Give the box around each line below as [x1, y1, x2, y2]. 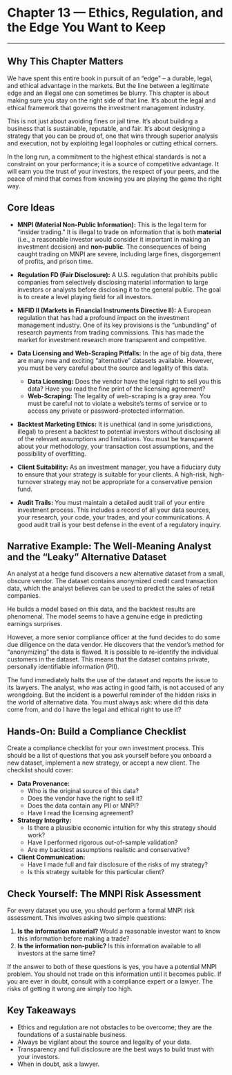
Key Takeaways [7, 1004, 77, 1016]
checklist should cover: [7, 766, 74, 774]
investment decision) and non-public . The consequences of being [17, 242, 207, 251]
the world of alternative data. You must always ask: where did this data [7, 698, 209, 707]
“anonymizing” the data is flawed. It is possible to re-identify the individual [7, 648, 219, 656]
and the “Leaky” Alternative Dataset [7, 551, 167, 562]
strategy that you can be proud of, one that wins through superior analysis [7, 132, 219, 140]
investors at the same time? [17, 949, 96, 957]
